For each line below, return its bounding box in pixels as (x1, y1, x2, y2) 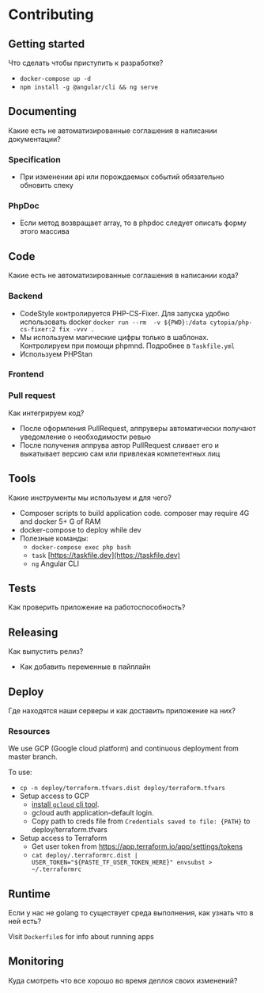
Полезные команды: (19, 533, 89, 543)
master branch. (8, 752, 58, 762)
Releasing (8, 625, 58, 639)
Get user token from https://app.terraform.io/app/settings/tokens (31, 842, 243, 851)
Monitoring (8, 955, 65, 968)
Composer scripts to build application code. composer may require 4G (19, 508, 250, 518)
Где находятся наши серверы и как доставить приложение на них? (8, 705, 236, 715)
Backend (8, 291, 43, 302)
